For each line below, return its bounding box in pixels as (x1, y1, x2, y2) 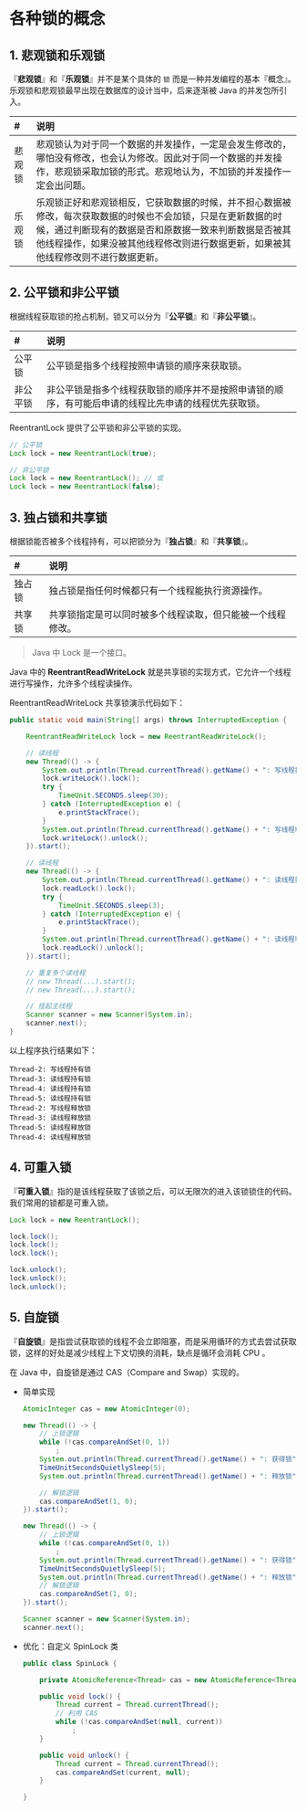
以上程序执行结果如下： (9, 1045, 97, 1056)
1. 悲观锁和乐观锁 (9, 47, 106, 63)
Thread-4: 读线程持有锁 (9, 1084, 91, 1093)
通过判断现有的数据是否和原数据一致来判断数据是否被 (54, 224, 282, 236)
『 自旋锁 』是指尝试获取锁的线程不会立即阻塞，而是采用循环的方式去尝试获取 (9, 1335, 297, 1347)
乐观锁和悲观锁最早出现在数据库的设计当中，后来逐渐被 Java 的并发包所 (9, 85, 280, 96)
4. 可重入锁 (9, 1160, 72, 1175)
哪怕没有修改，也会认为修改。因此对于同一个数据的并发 (36, 152, 273, 164)
